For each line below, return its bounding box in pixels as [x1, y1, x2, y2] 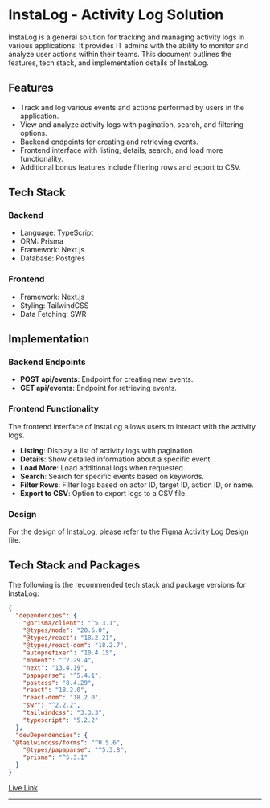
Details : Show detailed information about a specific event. [19, 454, 213, 464]
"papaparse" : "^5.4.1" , [22, 671, 103, 679]
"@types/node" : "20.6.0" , [22, 626, 110, 634]
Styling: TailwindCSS [19, 300, 89, 310]
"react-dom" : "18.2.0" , [22, 694, 103, 702]
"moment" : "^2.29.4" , [22, 656, 95, 664]
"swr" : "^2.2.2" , [22, 701, 81, 709]
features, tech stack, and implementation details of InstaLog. [8, 58, 209, 68]
